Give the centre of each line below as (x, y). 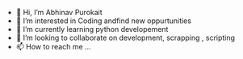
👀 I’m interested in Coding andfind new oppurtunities (104, 21)
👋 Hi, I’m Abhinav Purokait (59, 12)
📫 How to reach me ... (53, 47)
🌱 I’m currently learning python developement (92, 29)
